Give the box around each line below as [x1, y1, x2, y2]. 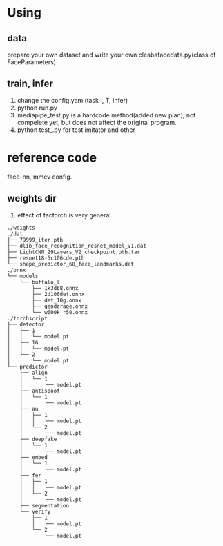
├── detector [7, 321, 45, 328]
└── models [7, 273, 39, 280]
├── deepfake [19, 436, 57, 442]
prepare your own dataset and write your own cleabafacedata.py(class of [7, 50, 216, 59]
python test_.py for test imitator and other [17, 126, 136, 134]
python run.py [17, 104, 57, 112]
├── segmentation [19, 502, 70, 509]
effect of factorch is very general [17, 211, 111, 219]
